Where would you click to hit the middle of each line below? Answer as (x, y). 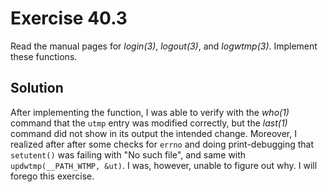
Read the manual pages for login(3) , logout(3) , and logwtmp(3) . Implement (164, 46)
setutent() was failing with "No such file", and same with (128, 154)
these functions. (44, 56)
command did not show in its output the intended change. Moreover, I (153, 133)
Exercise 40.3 (69, 18)
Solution (37, 88)
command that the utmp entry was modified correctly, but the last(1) (149, 123)
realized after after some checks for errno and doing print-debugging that (162, 144)
